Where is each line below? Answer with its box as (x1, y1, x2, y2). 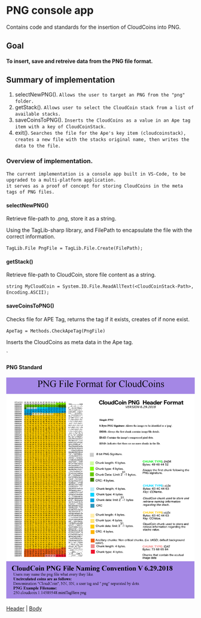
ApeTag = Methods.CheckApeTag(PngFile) (6, 328, 106, 334)
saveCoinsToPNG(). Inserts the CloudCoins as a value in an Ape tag (14, 116, 191, 123)
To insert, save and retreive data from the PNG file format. (6, 58, 153, 65)
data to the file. (14, 143, 61, 149)
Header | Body (6, 605, 42, 612)
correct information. (6, 233, 56, 240)
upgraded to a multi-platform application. (6, 177, 117, 183)
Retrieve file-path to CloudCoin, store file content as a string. (6, 271, 156, 279)
